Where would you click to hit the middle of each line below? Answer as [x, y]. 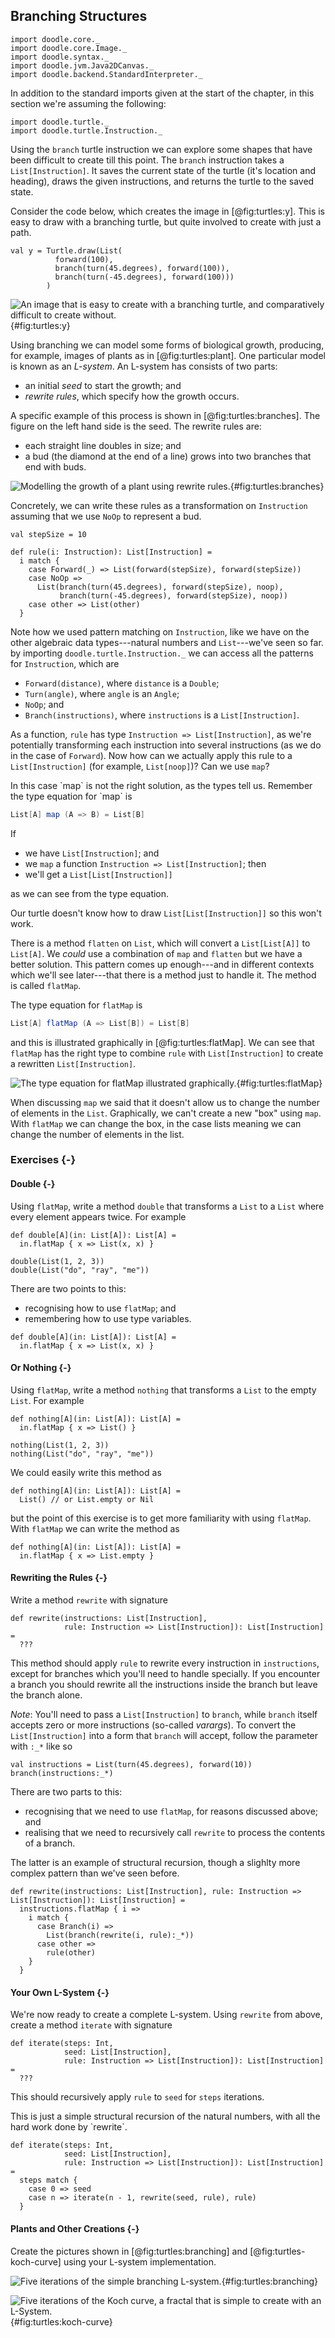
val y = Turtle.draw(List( [66, 250]
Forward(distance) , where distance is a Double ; [122, 683]
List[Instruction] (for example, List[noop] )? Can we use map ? [140, 766]
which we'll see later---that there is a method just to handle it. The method [163, 975]
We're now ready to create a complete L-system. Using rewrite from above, [166, 2015]
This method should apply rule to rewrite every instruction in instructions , [165, 1663]
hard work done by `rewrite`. [69, 2127]
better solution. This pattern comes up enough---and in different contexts [162, 964]
